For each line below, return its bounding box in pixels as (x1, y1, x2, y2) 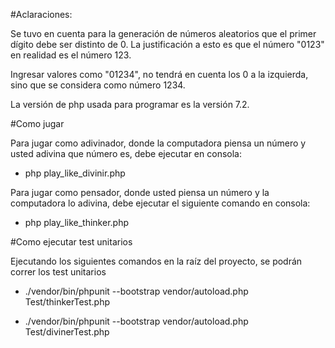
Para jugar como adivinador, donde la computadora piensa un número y (10, 137, 307, 149)
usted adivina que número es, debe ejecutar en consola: (10, 148, 242, 159)
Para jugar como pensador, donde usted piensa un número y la (10, 187, 270, 198)
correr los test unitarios (10, 266, 107, 278)
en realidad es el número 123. (10, 49, 132, 61)
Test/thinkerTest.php (24, 296, 110, 308)
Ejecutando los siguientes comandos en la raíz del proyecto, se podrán (10, 255, 303, 267)
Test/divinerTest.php (24, 326, 110, 338)
